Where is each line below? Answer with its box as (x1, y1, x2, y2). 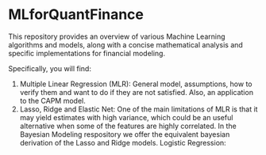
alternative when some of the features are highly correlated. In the (19, 121, 237, 130)
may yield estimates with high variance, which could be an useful (19, 112, 233, 122)
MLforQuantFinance (8, 6, 145, 24)
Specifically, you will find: (8, 63, 91, 73)
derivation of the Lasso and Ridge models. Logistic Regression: (19, 138, 226, 147)
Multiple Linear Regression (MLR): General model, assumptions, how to (19, 79, 253, 89)
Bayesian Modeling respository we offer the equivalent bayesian (19, 129, 230, 139)
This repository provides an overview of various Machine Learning (8, 32, 226, 41)
